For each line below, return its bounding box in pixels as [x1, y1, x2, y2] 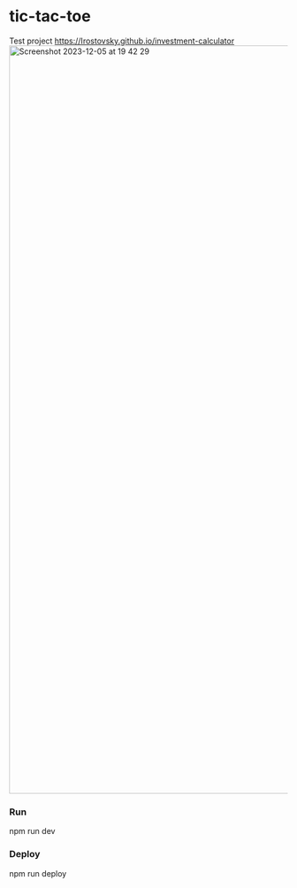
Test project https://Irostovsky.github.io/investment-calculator [9, 35, 235, 46]
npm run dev [9, 826, 56, 837]
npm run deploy [9, 868, 67, 878]
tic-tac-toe [9, 6, 91, 27]
